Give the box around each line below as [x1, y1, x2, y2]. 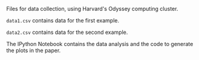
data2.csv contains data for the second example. [6, 28, 128, 36]
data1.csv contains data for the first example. [6, 17, 120, 24]
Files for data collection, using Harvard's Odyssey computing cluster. [6, 5, 178, 12]
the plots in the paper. [6, 47, 61, 54]
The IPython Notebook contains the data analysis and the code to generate [6, 41, 194, 47]
